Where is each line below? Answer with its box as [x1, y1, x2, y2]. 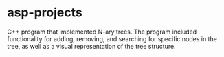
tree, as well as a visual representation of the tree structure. [7, 42, 177, 50]
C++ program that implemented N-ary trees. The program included [7, 27, 197, 36]
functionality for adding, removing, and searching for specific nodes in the [7, 34, 218, 43]
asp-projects [7, 5, 82, 21]
